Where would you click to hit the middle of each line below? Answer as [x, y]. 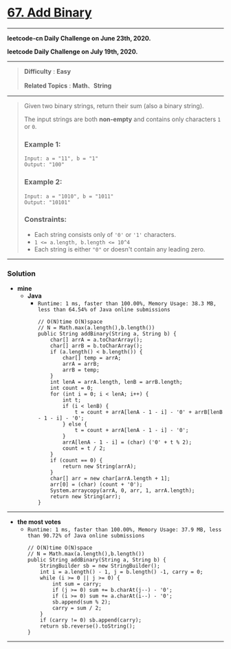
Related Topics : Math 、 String [68, 85]
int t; [71, 400]
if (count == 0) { [77, 461]
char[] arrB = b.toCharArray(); [97, 346]
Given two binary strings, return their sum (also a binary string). [114, 105]
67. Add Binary [49, 13]
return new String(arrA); [99, 466]
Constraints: [45, 220]
